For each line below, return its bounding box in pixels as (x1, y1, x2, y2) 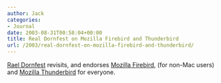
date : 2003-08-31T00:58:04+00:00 (7, 29, 103, 36)
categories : (7, 16, 41, 23)
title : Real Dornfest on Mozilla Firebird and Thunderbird (7, 36, 179, 43)
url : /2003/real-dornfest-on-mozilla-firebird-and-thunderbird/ (7, 42, 194, 49)
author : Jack (7, 10, 44, 17)
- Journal (7, 23, 36, 29)
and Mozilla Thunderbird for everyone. (7, 68, 116, 76)
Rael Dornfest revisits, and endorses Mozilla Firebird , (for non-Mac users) (7, 61, 215, 69)
